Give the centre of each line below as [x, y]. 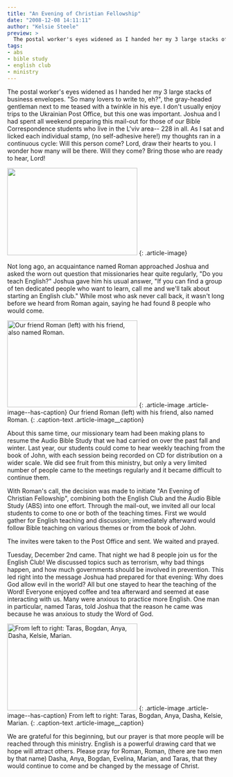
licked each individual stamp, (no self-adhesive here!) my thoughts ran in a [114, 136]
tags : [15, 46]
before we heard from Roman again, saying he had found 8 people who [109, 303]
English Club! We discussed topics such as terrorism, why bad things [106, 562]
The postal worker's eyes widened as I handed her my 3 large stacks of [109, 92]
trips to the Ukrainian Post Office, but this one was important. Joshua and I [114, 114]
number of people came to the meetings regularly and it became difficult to [114, 470]
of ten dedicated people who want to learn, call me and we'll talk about [109, 288]
